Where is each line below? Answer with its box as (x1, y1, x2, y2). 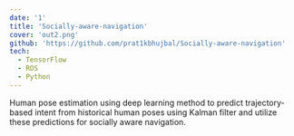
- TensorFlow (17, 55, 67, 64)
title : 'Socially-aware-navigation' (9, 22, 148, 31)
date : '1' (9, 13, 47, 23)
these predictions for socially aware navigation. (9, 116, 186, 127)
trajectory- (244, 97, 286, 108)
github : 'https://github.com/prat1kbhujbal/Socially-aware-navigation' (9, 38, 286, 48)
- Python (17, 73, 51, 82)
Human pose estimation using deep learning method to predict (9, 97, 243, 108)
